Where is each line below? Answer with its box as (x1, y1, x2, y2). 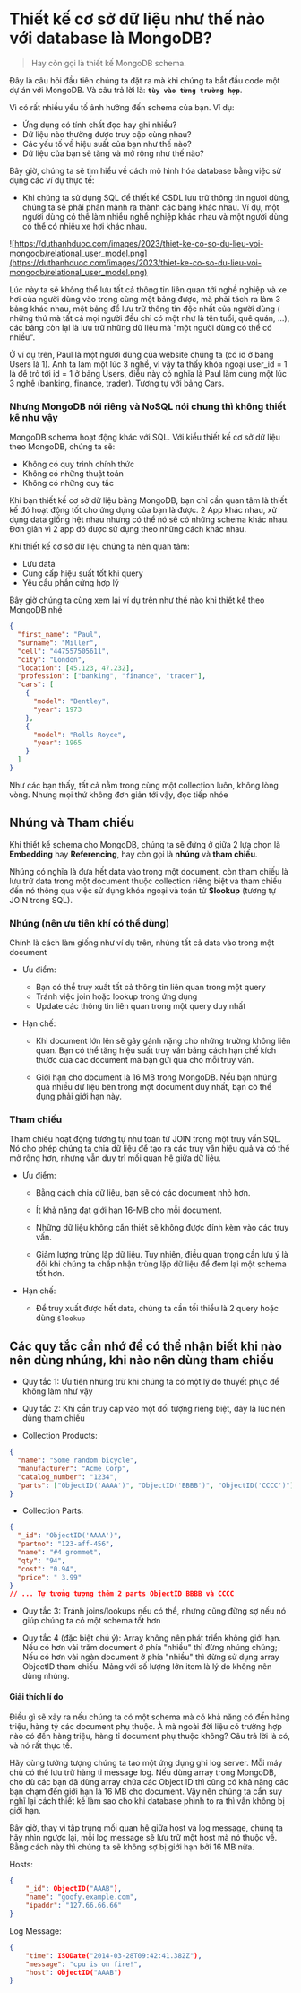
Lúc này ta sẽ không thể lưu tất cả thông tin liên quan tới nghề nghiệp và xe (9, 283, 288, 295)
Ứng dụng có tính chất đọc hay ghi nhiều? (21, 119, 177, 130)
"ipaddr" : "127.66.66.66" (25, 1902, 123, 1910)
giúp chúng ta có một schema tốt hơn (21, 1615, 161, 1626)
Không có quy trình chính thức (21, 458, 135, 470)
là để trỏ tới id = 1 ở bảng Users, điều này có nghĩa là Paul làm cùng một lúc (9, 368, 288, 379)
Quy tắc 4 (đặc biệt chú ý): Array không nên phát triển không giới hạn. (21, 1632, 282, 1643)
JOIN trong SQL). (9, 894, 73, 905)
